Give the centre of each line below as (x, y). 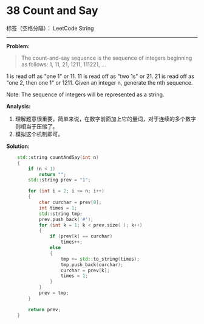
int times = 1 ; (58, 208)
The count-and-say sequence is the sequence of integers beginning (107, 58)
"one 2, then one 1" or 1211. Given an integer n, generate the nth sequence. (100, 82)
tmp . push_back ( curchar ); (92, 265)
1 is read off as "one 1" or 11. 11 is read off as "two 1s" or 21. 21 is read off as (100, 76)
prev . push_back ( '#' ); (66, 219)
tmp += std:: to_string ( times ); (100, 259)
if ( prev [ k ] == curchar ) (81, 236)
